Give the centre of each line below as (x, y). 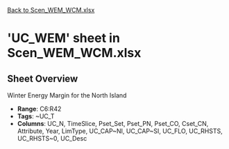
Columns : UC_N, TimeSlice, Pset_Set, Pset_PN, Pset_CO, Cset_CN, (113, 124)
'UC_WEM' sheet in (63, 38)
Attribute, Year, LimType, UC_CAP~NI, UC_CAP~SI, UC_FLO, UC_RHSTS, (120, 131)
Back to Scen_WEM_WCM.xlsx (51, 10)
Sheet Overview (43, 78)
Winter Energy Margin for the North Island (67, 95)
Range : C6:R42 (39, 109)
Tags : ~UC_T (36, 116)
